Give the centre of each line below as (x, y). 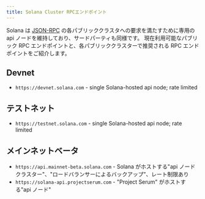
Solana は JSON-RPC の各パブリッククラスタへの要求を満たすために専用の (101, 30)
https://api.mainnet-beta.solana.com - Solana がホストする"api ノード (105, 167)
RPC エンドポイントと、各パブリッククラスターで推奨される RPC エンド (109, 45)
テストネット (31, 108)
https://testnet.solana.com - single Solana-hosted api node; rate (99, 124)
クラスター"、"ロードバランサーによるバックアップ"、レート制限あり (102, 175)
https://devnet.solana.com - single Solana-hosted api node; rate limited (106, 88)
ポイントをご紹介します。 (38, 53)
